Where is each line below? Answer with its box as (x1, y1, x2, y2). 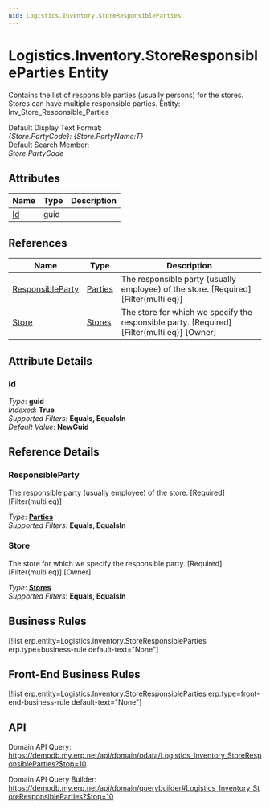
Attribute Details (8, 354, 92, 368)
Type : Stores (8, 582, 51, 592)
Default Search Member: (8, 140, 90, 149)
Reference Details (8, 445, 100, 459)
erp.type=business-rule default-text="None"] (8, 644, 159, 654)
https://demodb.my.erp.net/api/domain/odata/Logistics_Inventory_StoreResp (8, 750, 262, 760)
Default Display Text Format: (8, 122, 103, 133)
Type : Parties (8, 512, 54, 521)
